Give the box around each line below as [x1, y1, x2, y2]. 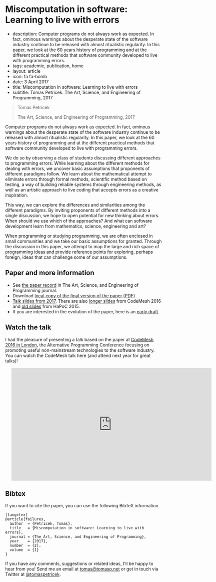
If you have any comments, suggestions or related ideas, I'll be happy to [5, 560, 153, 567]
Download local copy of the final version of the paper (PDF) [12, 292, 135, 299]
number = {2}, [9, 543, 41, 548]
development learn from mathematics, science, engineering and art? [5, 223, 146, 229]
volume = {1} [9, 547, 39, 552]
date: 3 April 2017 [12, 79, 49, 85]
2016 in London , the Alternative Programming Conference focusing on [5, 342, 150, 348]
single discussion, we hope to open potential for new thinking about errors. [5, 212, 160, 219]
